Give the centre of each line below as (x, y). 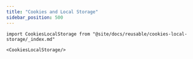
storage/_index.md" (31, 39)
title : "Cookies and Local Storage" (52, 12)
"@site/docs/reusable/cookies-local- (140, 34)
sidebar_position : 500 (35, 17)
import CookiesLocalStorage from (48, 34)
